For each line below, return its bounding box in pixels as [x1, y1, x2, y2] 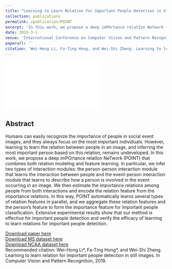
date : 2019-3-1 [5, 30, 38, 35]
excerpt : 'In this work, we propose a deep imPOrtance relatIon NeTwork [5, 25, 164, 30]
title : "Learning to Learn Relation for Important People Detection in [5, 8, 161, 13]
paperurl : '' [5, 41, 33, 46]
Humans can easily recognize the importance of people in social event [5, 133, 154, 139]
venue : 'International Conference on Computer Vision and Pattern [5, 35, 150, 41]
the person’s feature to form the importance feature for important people [5, 204, 159, 210]
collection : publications [5, 13, 60, 19]
